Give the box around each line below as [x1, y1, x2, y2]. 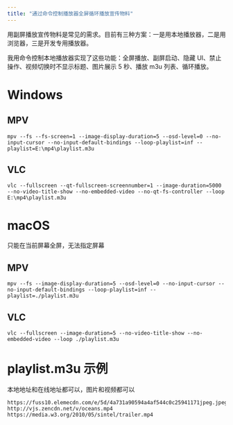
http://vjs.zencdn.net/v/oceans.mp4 [7, 405, 113, 412]
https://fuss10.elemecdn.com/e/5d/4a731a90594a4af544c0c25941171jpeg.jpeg [7, 399, 228, 406]
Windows [7, 87, 63, 103]
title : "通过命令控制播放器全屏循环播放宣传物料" [7, 10, 134, 17]
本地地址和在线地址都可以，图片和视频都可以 [7, 385, 135, 393]
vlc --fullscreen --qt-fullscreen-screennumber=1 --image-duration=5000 [7, 182, 222, 190]
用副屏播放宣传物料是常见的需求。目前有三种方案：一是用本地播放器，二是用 [7, 30, 226, 38]
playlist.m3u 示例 [7, 361, 109, 377]
